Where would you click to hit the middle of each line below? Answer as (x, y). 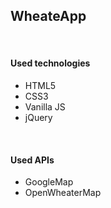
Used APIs (32, 160)
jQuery (38, 118)
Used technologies (50, 63)
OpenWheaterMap (63, 193)
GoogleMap (49, 182)
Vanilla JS (45, 107)
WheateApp (48, 16)
